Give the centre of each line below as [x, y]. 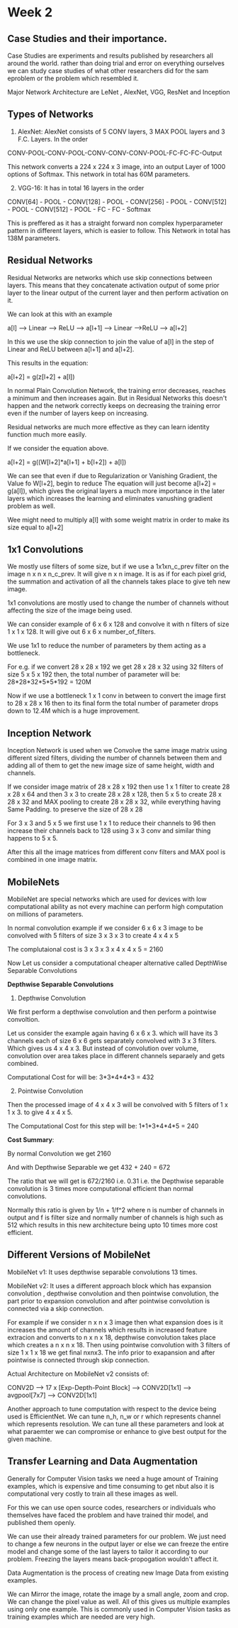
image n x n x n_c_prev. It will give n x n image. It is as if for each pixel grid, [117, 574]
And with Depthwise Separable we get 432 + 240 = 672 [89, 1168]
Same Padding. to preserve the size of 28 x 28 [75, 809]
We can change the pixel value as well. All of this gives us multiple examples [119, 1601]
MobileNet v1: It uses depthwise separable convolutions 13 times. [102, 1272]
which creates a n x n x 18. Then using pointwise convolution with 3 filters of [119, 1344]
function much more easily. [47, 434]
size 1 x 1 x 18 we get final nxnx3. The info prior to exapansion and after [111, 1352]
